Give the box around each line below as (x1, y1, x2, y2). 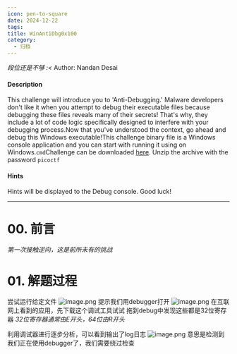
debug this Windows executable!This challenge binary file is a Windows (7, 133, 216, 142)
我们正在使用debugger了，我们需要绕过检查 (7, 339, 135, 348)
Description (7, 80, 43, 88)
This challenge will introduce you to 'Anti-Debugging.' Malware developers (7, 96, 224, 104)
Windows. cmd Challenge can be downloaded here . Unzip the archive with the (7, 148, 229, 157)
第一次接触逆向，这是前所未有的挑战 (7, 245, 113, 254)
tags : (7, 23, 23, 30)
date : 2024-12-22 (7, 17, 59, 24)
